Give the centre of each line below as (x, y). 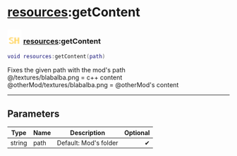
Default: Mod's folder (87, 143)
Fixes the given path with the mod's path (66, 70)
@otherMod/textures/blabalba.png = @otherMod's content (93, 85)
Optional (137, 132)
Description (88, 132)
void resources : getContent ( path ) (56, 57)
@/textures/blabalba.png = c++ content (65, 77)
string (19, 143)
